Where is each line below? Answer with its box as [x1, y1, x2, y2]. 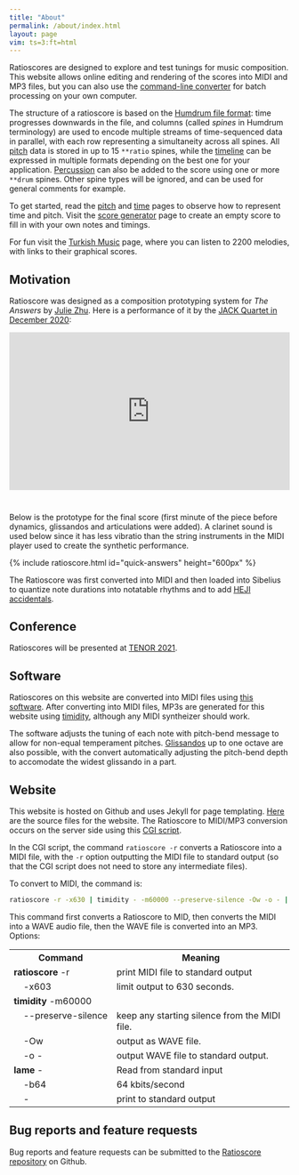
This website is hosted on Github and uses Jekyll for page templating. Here [9, 806, 285, 817]
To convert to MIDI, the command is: [9, 878, 142, 889]
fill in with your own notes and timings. [9, 220, 150, 230]
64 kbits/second [116, 1078, 185, 1090]
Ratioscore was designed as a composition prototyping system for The [9, 295, 269, 307]
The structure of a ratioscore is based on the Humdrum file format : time [9, 108, 271, 118]
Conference [9, 619, 77, 634]
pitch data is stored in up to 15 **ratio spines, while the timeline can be [9, 146, 271, 157]
